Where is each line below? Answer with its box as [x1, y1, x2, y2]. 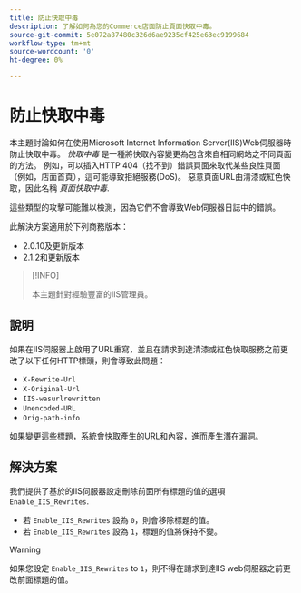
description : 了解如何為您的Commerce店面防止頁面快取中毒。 [9, 22, 217, 31]
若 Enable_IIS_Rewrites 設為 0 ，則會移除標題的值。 [22, 514, 215, 525]
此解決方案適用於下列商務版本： [9, 221, 129, 232]
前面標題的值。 [16, 574, 73, 585]
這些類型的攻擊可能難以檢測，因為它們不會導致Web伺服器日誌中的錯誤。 [9, 202, 281, 212]
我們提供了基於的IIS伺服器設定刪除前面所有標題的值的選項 [9, 485, 226, 496]
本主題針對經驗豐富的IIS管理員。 [31, 288, 153, 300]
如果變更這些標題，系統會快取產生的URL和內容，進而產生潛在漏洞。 [9, 430, 264, 441]
